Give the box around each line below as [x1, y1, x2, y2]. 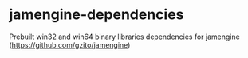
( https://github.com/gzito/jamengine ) [9, 40, 131, 49]
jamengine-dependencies [9, 6, 184, 24]
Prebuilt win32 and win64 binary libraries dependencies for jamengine [9, 32, 240, 41]
